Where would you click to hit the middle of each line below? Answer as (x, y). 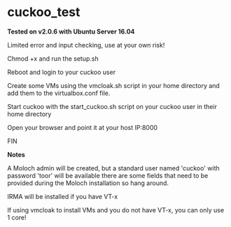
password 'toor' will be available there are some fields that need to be (108, 175)
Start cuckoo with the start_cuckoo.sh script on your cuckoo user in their (112, 106)
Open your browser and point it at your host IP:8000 (83, 127)
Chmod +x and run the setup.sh (53, 58)
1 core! (17, 217)
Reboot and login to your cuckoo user (62, 72)
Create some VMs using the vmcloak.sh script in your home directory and (114, 85)
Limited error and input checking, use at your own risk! (86, 45)
